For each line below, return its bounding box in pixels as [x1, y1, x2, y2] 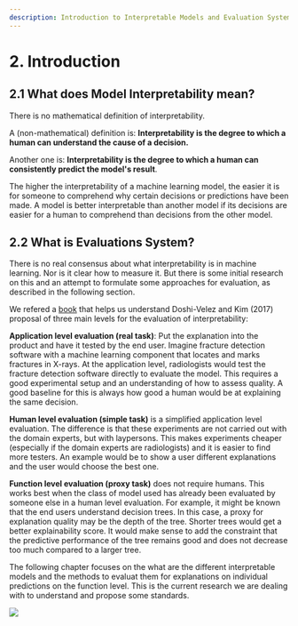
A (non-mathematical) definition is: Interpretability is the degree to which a [9, 127, 286, 138]
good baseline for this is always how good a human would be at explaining [9, 388, 281, 398]
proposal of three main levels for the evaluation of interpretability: [9, 313, 248, 325]
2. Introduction [9, 51, 122, 71]
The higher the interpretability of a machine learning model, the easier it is [9, 181, 280, 191]
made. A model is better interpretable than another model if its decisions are [9, 199, 288, 210]
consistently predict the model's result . [9, 164, 158, 174]
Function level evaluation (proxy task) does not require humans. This [9, 478, 265, 489]
